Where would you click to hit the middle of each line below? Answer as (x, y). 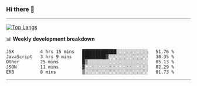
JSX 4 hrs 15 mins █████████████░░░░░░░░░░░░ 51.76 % (90, 52)
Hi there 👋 (21, 9)
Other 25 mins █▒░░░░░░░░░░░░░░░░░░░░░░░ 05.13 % (90, 62)
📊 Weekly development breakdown (50, 39)
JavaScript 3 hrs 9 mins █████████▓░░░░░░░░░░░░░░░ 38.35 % (90, 57)
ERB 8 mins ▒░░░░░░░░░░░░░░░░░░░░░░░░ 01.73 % (90, 72)
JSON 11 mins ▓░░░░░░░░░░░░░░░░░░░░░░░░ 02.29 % (90, 67)
